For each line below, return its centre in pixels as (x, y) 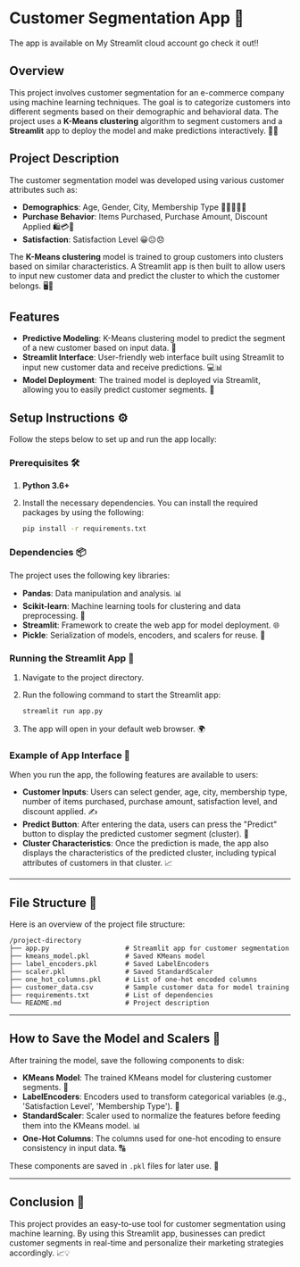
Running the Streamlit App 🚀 (72, 658)
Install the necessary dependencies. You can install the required (140, 503)
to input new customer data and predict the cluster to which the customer (145, 275)
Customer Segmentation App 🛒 (127, 18)
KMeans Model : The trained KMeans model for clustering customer (147, 1077)
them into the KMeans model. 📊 (81, 1125)
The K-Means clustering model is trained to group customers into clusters (146, 256)
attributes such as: (43, 189)
